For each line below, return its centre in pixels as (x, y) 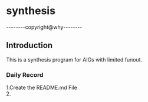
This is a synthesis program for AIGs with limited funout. (74, 59)
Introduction (29, 45)
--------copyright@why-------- (44, 27)
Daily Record (25, 74)
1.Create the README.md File (42, 88)
